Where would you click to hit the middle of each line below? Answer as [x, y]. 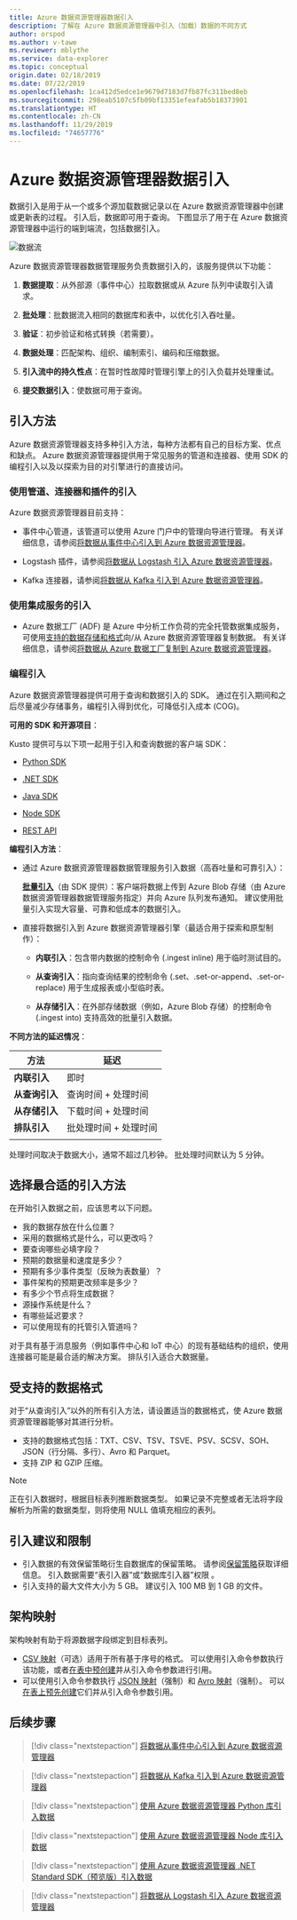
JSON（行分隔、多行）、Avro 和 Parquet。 [98, 1452]
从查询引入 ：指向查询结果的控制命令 [102, 976]
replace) [51, 988]
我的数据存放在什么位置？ [69, 1227]
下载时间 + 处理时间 [108, 1111]
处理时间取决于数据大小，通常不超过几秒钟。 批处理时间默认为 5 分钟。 [139, 1154]
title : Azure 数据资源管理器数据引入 [71, 17]
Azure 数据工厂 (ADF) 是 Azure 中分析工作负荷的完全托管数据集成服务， [153, 626]
